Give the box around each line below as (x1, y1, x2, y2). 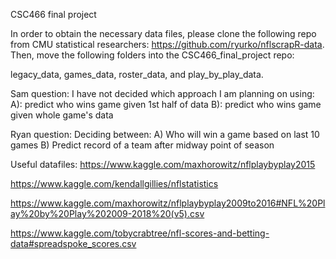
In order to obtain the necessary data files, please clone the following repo (10, 28, 317, 39)
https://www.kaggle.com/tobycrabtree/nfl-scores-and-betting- (10, 227, 270, 239)
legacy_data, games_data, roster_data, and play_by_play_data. (10, 69, 264, 80)
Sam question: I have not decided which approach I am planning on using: (10, 88, 315, 99)
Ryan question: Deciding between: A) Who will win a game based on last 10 (10, 129, 320, 140)
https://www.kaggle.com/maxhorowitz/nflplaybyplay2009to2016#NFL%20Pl (10, 197, 326, 209)
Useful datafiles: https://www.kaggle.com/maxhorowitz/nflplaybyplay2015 (10, 159, 316, 170)
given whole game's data (10, 109, 114, 121)
